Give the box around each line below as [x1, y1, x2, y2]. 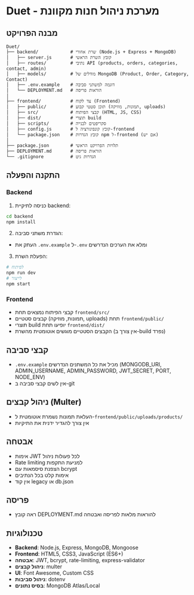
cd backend [6, 213, 33, 219]
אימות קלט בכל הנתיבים [14, 471, 69, 479]
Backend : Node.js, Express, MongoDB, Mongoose [14, 544, 138, 551]
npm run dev [6, 270, 36, 276]
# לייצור [6, 276, 22, 282]
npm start [6, 281, 31, 287]
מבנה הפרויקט [6, 28, 58, 38]
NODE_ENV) [14, 374, 46, 381]
